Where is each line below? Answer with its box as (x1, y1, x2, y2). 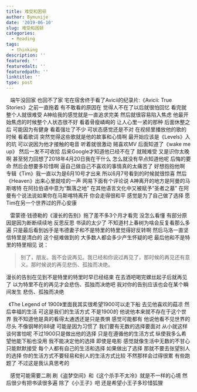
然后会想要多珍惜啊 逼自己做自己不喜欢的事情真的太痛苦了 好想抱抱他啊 (12, 163, 185, 169)
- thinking (11, 47, 38, 53)
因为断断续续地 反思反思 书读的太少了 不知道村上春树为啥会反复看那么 (16, 219, 185, 226)
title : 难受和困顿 (6, 8, 47, 15)
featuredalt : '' (6, 63, 46, 69)
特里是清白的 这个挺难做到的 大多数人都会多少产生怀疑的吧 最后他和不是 (11, 234, 185, 241)
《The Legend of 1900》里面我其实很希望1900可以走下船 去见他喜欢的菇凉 (8, 301, 184, 307)
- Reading (11, 36, 35, 42)
